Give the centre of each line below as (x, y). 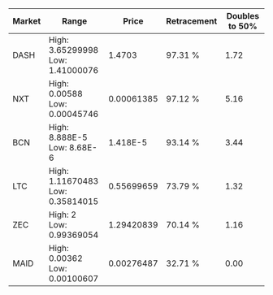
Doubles (243, 16)
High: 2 (63, 215)
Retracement (192, 21)
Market (27, 21)
